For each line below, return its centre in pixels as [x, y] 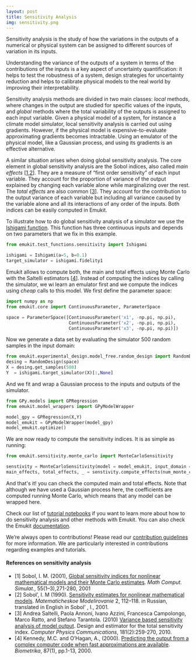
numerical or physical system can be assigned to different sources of [89, 45]
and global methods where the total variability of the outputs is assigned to [96, 111]
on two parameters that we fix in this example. [62, 234]
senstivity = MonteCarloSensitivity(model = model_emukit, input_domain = [99, 467]
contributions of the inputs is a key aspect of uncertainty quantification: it [94, 69]
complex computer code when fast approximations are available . [92, 645]
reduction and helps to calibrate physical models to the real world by [88, 81]
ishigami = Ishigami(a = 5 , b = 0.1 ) [47, 256]
